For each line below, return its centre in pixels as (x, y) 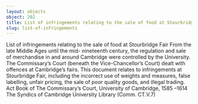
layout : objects (26, 11)
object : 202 (21, 17)
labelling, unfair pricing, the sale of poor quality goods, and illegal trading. (96, 82)
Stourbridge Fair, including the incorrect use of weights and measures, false (98, 76)
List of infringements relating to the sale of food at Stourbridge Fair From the (99, 45)
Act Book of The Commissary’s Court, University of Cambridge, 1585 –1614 (97, 88)
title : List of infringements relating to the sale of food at (85, 22)
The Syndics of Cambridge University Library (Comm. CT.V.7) (81, 95)
